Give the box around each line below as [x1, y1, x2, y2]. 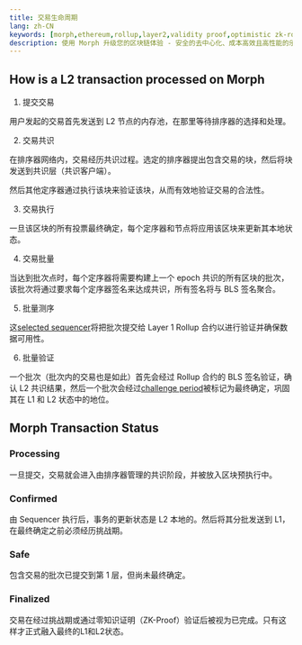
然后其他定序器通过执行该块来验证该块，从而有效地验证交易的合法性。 [9, 185, 270, 195]
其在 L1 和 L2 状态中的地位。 [9, 394, 114, 405]
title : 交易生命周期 [9, 13, 78, 23]
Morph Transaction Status [9, 421, 159, 436]
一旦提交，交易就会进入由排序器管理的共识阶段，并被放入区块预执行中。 [9, 469, 277, 480]
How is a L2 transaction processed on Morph [9, 71, 265, 86]
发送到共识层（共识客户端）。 [9, 166, 116, 177]
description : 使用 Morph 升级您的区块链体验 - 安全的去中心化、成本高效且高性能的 [9, 38, 289, 48]
